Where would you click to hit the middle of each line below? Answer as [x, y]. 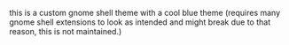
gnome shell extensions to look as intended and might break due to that [140, 22]
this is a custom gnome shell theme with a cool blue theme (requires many [145, 13]
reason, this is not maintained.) [66, 31]
